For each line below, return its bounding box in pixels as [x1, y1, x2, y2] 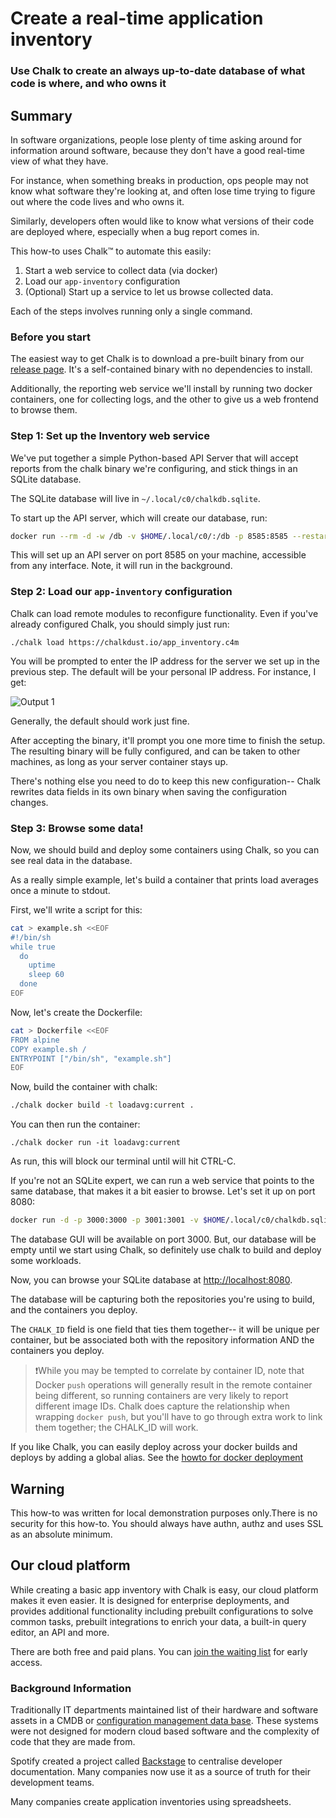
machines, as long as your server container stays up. [10, 755, 229, 767]
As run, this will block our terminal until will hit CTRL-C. [10, 1155, 237, 1167]
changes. [10, 796, 49, 808]
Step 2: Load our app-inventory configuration [10, 585, 233, 599]
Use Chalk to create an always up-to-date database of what [10, 64, 306, 78]
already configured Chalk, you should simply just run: [10, 618, 230, 630]
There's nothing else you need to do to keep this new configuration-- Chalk [10, 775, 321, 787]
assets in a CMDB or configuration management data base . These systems [10, 1715, 319, 1727]
